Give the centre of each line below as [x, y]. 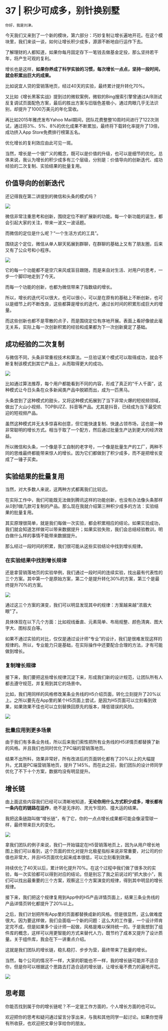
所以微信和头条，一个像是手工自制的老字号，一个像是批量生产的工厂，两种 [82, 447]
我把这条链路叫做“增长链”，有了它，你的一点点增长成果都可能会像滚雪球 [79, 818]
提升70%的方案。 [27, 585]
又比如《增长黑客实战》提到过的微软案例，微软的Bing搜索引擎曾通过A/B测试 [84, 97]
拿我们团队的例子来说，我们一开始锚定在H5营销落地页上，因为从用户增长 [80, 845]
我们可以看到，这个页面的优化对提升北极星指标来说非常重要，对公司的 [86, 851]
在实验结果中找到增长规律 [36, 560]
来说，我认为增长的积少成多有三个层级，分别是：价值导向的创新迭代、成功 [86, 160]
